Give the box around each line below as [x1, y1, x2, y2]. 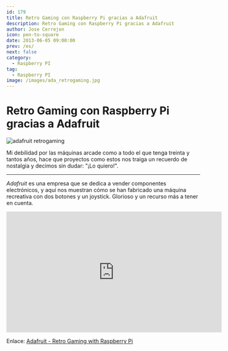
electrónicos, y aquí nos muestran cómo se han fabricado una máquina [6, 187, 186, 194]
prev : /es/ [6, 44, 34, 50]
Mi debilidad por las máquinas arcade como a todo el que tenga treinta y [6, 149, 190, 156]
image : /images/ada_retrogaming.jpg [6, 77, 100, 83]
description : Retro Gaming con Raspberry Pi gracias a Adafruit [6, 20, 175, 26]
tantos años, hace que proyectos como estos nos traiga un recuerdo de [6, 156, 187, 163]
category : [6, 55, 32, 61]
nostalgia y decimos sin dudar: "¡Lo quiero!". [6, 162, 119, 169]
